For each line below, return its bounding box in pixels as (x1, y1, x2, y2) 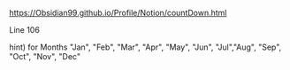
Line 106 (9, 25, 40, 35)
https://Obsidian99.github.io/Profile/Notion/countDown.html (9, 8, 227, 18)
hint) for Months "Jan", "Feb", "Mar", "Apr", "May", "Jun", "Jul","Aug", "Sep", (9, 42, 282, 52)
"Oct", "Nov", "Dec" (9, 51, 81, 61)
